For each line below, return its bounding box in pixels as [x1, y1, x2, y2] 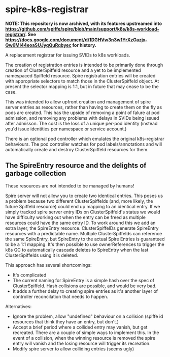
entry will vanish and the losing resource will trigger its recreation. [12, 340, 151, 346]
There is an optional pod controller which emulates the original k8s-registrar [5, 135, 165, 142]
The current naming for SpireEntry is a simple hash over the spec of [12, 277, 155, 283]
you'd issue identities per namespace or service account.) [5, 126, 127, 132]
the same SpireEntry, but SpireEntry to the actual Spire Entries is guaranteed [5, 236, 165, 242]
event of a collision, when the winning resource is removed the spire [12, 335, 156, 341]
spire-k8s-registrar [5, 4, 89, 15]
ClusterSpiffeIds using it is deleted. [5, 252, 79, 258]
